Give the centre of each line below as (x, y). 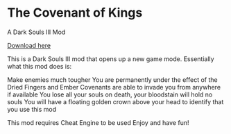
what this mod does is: (40, 66)
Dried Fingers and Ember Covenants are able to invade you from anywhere (114, 87)
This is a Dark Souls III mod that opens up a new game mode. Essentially (111, 59)
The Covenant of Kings (75, 13)
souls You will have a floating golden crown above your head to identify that (115, 101)
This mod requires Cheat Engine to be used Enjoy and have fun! (98, 122)
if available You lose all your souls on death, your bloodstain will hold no (110, 94)
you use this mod (32, 109)
